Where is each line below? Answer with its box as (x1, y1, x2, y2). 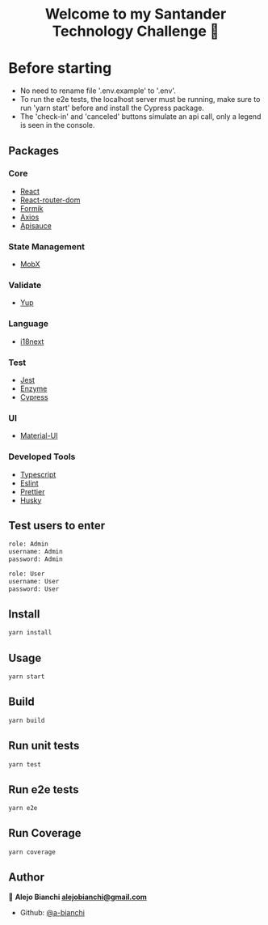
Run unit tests (8, 739, 80, 753)
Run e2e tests (8, 783, 79, 796)
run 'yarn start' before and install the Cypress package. (19, 103, 204, 113)
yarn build (8, 716, 45, 724)
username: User (8, 577, 60, 585)
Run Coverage (8, 826, 82, 840)
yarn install (8, 629, 52, 637)
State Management (8, 240, 86, 252)
